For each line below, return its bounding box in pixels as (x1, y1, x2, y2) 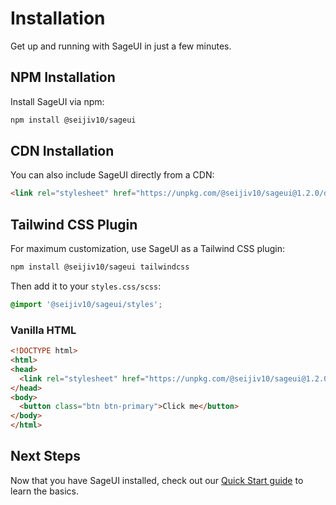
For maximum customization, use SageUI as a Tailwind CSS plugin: (10, 243, 285, 255)
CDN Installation (10, 143, 115, 160)
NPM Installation (10, 69, 116, 86)
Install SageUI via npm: (10, 95, 105, 107)
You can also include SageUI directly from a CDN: (10, 169, 215, 181)
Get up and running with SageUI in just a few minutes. (10, 40, 232, 52)
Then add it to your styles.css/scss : (10, 280, 162, 292)
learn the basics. (10, 485, 79, 497)
